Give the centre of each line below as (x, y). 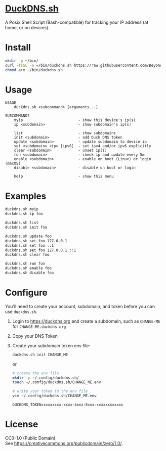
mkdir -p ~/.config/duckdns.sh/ (45, 378)
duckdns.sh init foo (26, 227)
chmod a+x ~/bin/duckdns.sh (34, 70)
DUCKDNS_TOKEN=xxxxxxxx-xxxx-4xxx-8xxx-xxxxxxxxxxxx (68, 405)
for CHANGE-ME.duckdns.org (39, 326)
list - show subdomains (65, 133)
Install (18, 48)
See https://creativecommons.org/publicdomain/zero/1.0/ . (64, 443)
